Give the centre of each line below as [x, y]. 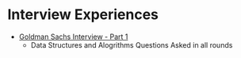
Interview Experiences [83, 15]
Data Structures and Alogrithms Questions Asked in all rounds [132, 44]
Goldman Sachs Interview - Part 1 [73, 37]
